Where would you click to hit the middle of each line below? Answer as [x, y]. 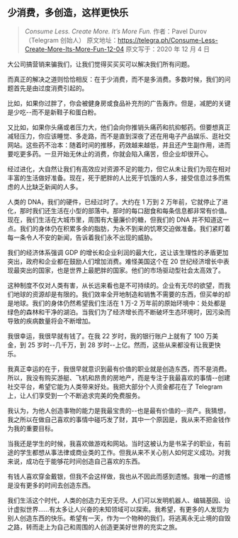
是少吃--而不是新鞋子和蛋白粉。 [54, 112]
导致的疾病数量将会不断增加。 [51, 321]
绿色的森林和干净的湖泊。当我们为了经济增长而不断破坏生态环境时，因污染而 [119, 312]
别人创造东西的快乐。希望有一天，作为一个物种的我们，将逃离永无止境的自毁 [119, 518]
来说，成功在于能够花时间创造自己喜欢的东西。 [75, 461]
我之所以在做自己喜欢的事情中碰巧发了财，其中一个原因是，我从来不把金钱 [116, 419]
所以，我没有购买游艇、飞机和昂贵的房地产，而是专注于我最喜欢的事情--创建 [119, 377]
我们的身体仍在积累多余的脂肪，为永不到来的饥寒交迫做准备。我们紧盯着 [125, 228]
